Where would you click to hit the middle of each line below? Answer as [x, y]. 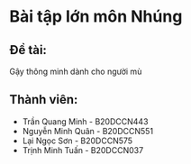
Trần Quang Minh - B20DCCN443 [85, 121]
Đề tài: [28, 50]
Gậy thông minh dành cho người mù [76, 71]
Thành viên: [44, 100]
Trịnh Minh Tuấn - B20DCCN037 [83, 150]
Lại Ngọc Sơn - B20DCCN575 [77, 141]
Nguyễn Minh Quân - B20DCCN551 [88, 131]
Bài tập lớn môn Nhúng [96, 17]
